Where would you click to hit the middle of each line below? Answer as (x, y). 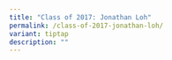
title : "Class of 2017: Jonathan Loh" (80, 17)
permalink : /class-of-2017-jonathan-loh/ (86, 26)
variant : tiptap (39, 34)
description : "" (39, 42)
